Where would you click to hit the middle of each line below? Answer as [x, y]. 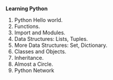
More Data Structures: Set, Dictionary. [61, 45]
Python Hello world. [38, 20]
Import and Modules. [40, 33]
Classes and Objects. [40, 52]
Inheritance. [29, 58]
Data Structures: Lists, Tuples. [51, 39]
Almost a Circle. [34, 64]
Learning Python [27, 9]
